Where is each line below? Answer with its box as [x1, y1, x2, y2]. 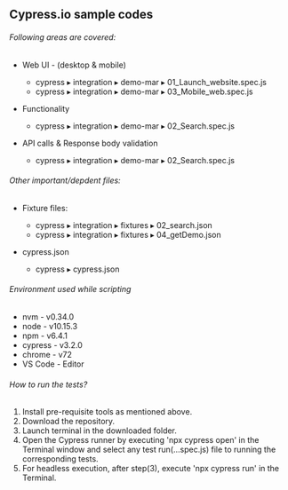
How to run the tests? [9, 379, 88, 390]
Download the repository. [21, 416, 116, 427]
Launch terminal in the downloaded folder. [21, 425, 178, 436]
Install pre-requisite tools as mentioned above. [21, 407, 193, 417]
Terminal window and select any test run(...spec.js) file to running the [21, 444, 276, 455]
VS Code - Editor [21, 359, 84, 369]
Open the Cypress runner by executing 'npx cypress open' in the [21, 435, 260, 446]
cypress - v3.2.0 [21, 340, 83, 350]
